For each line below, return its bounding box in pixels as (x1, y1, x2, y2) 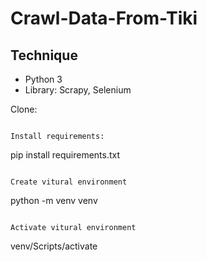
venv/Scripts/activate (10, 240, 98, 252)
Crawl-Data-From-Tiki (10, 7, 198, 30)
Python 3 (24, 73, 63, 85)
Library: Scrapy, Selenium (24, 84, 132, 96)
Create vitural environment (10, 177, 128, 187)
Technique (10, 47, 78, 64)
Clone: (10, 103, 38, 115)
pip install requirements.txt (10, 149, 121, 161)
